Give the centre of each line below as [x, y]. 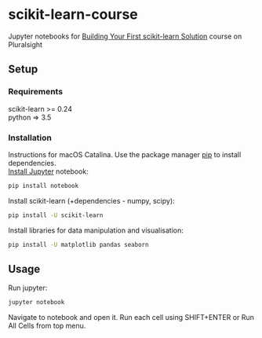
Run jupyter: [28, 288]
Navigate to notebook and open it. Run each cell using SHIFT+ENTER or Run [131, 318]
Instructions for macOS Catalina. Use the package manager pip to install [125, 154]
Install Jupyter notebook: [48, 171]
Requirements [36, 92]
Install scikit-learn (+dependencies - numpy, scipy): [91, 200]
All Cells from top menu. [47, 326]
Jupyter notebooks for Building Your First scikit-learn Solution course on [125, 36]
